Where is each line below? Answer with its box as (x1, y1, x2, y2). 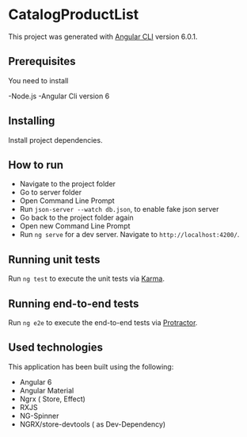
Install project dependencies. (8, 135, 103, 144)
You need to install (8, 75, 69, 85)
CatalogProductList (8, 6, 139, 24)
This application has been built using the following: (8, 362, 174, 371)
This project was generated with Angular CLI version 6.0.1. (8, 32, 198, 41)
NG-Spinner (19, 411, 59, 420)
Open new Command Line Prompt (19, 221, 131, 231)
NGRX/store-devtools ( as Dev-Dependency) (19, 419, 166, 429)
